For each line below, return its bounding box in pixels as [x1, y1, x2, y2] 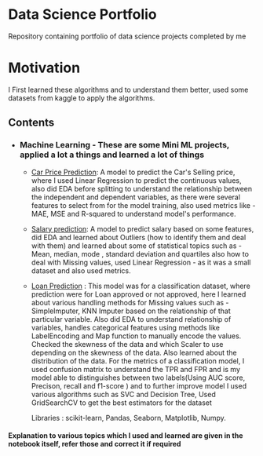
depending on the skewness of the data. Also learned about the [31, 348, 237, 357]
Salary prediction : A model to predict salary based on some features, [31, 224, 254, 233]
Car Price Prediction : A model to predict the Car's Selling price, [31, 167, 236, 177]
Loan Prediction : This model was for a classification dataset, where [31, 281, 251, 290]
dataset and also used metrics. [31, 265, 131, 275]
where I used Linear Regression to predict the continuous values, [31, 175, 242, 185]
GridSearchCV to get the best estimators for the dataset [31, 398, 212, 407]
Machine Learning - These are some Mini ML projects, [19, 140, 230, 151]
